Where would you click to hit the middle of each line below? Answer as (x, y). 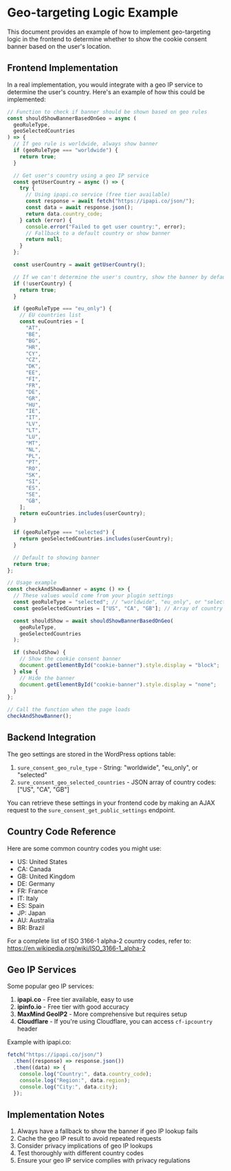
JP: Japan (31, 913)
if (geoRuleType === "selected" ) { (64, 532)
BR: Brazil (31, 927)
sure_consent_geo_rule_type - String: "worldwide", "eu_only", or (107, 767)
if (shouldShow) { (40, 653)
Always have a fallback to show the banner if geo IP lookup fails (107, 1131)
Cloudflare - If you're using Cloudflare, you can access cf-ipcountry (115, 1022)
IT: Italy (27, 898)
